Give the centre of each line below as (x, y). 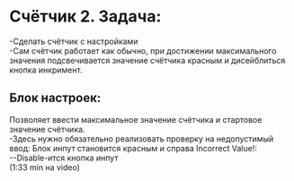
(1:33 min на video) (45, 167)
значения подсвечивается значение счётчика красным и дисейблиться (147, 60)
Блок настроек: (55, 98)
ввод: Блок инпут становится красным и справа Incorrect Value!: (134, 148)
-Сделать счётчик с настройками (74, 41)
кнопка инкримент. (46, 70)
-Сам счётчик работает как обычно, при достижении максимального (143, 50)
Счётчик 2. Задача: (85, 17)
